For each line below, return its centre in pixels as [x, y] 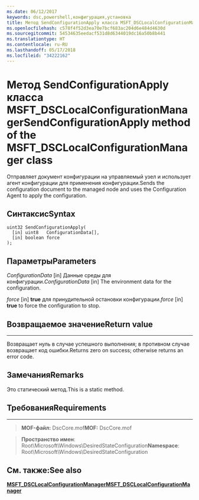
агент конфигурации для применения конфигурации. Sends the [86, 183]
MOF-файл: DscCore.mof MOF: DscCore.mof [76, 428]
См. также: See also [44, 470]
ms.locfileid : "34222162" [38, 56]
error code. [20, 356]
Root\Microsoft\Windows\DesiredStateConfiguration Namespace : [100, 445]
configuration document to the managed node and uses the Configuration [97, 189]
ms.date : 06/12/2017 [32, 12]
